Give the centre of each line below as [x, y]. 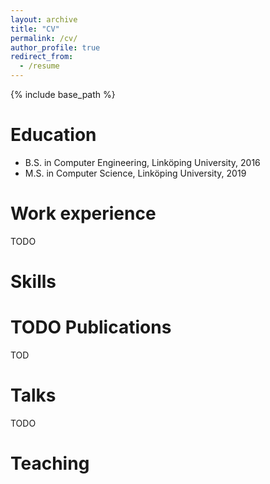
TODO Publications [91, 327]
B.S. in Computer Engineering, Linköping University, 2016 [142, 162]
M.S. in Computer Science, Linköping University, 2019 [135, 173]
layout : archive [44, 19]
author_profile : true [55, 47]
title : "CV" [35, 29]
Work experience [83, 213]
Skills [33, 282]
